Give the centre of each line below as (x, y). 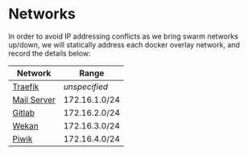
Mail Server (34, 100)
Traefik (26, 87)
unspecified (86, 87)
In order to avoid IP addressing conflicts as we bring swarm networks (124, 36)
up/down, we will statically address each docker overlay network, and (124, 44)
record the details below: (50, 53)
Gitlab (23, 112)
